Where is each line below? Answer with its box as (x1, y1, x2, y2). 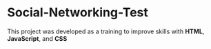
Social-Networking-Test (7, 5, 148, 20)
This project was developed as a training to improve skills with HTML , (7, 27, 205, 35)
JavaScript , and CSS (7, 34, 68, 42)
